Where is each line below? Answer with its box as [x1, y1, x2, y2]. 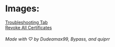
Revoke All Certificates [5, 24, 52, 30]
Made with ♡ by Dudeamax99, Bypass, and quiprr [5, 36, 110, 42]
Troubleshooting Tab [5, 19, 48, 25]
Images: [5, 3, 40, 14]
